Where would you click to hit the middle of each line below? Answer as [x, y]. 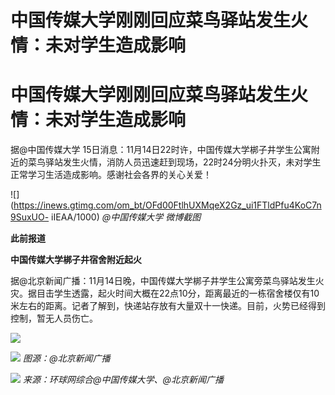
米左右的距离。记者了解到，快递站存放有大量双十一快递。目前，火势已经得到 [168, 306]
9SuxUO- [30, 217]
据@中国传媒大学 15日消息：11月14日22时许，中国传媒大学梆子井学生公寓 [161, 150]
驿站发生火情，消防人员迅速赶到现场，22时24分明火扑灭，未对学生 [183, 162]
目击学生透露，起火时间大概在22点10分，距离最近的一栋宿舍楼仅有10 [178, 293]
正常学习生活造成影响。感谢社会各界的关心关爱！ [111, 175]
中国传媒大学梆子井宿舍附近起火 [76, 260]
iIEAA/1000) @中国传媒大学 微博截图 [126, 217]
